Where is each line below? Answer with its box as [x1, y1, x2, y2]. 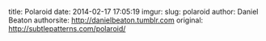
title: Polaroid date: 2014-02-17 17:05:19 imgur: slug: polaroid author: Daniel [8, 7, 259, 16]
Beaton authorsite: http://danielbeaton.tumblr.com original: [8, 15, 204, 25]
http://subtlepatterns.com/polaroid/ [8, 24, 126, 33]
